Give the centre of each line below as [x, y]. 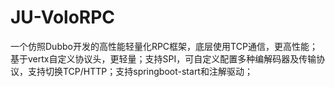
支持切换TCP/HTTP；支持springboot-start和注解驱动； [140, 71]
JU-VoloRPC [63, 17]
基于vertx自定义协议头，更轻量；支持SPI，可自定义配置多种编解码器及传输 [163, 58]
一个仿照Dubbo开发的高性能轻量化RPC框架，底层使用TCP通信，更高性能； [164, 46]
